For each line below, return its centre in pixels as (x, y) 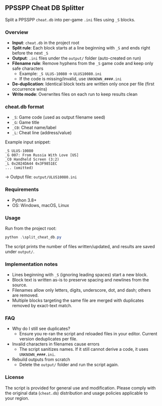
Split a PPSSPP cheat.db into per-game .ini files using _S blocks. (70, 19)
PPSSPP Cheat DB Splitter (45, 8)
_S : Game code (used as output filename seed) (59, 117)
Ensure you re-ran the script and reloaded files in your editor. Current (88, 334)
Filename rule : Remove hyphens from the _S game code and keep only (83, 63)
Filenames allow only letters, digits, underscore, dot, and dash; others (81, 290)
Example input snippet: (28, 142)
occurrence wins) (29, 89)
